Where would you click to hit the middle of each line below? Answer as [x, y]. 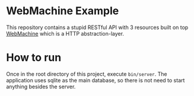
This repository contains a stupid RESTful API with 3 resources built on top [97, 27]
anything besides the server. [41, 87]
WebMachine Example [63, 11]
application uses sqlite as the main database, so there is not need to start [96, 80]
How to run [34, 58]
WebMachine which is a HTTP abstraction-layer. [65, 33]
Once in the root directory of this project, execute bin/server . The [87, 74]
